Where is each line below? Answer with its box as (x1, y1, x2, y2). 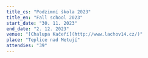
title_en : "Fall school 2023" (6, 14, 83, 21)
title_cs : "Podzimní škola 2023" (6, 8, 91, 15)
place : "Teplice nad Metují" (6, 37, 80, 43)
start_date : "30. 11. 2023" (6, 20, 78, 26)
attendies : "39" (6, 43, 48, 49)
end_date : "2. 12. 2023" (6, 25, 69, 32)
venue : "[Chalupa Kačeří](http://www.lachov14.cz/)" (6, 31, 143, 37)
